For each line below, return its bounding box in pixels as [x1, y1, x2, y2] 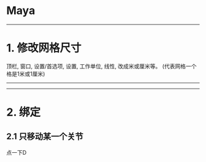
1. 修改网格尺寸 [6, 41, 82, 55]
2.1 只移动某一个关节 [6, 131, 84, 142]
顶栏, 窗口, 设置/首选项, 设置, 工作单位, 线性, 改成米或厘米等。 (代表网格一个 [6, 62, 197, 70]
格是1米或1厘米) [6, 70, 45, 77]
